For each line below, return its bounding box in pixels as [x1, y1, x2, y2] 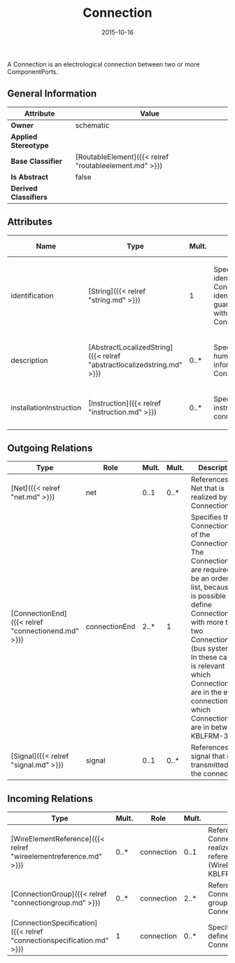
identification [10, 291, 54, 300]
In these [190, 653, 218, 663]
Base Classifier [10, 156, 63, 166]
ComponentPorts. [7, 67, 58, 76]
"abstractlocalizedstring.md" [88, 359, 183, 369]
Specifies [190, 513, 222, 522]
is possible [190, 591, 226, 601]
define [190, 600, 212, 610]
